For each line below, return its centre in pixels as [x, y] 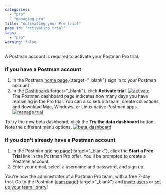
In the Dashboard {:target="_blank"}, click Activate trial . [70, 91]
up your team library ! [27, 187]
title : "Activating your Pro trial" [43, 24]
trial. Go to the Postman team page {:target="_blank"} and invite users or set [83, 182]
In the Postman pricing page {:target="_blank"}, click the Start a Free [83, 151]
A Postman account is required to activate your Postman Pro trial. [72, 56]
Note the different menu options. [39, 127]
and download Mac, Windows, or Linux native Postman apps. [75, 107]
